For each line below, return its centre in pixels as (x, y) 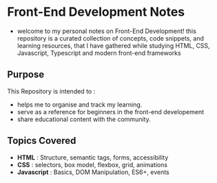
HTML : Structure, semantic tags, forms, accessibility (93, 157)
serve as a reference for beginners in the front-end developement (111, 111)
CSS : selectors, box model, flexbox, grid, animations (92, 164)
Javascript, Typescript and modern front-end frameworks (99, 53)
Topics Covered (42, 141)
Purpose (26, 75)
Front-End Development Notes (96, 12)
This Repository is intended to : (51, 91)
